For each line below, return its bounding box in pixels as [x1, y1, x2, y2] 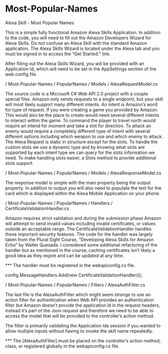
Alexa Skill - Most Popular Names [5, 20, 74, 26]
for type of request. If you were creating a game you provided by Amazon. [5, 107, 159, 113]
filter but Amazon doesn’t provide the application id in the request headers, [5, 302, 160, 308]
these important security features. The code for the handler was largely [5, 231, 153, 237]
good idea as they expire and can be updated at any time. [5, 252, 124, 258]
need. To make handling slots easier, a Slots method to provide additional [5, 154, 156, 161]
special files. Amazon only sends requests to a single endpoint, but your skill [5, 96, 163, 102]
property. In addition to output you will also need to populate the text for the [5, 185, 161, 191]
